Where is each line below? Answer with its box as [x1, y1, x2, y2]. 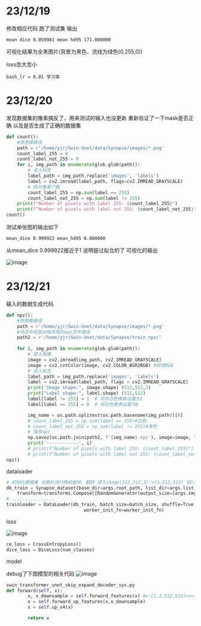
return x [28, 615, 50, 621]
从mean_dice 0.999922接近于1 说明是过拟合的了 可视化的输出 [6, 247, 158, 254]
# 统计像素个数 [28, 184, 60, 190]
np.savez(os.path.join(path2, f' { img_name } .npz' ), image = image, [28, 435, 191, 441]
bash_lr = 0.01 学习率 [6, 74, 60, 80]
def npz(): [6, 312, 33, 318]
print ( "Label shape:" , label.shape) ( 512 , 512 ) [28, 390, 146, 396]
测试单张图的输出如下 [6, 224, 59, 230]
